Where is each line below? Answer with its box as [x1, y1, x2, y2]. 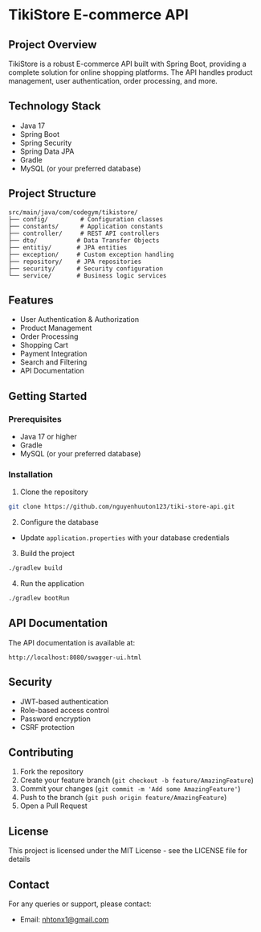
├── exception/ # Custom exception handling [8, 250, 174, 258]
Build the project [19, 549, 75, 559]
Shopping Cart [19, 340, 68, 350]
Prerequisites [8, 413, 62, 424]
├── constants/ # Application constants [8, 222, 163, 230]
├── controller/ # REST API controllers [8, 229, 160, 237]
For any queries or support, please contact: [8, 899, 152, 909]
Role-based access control [19, 705, 110, 715]
